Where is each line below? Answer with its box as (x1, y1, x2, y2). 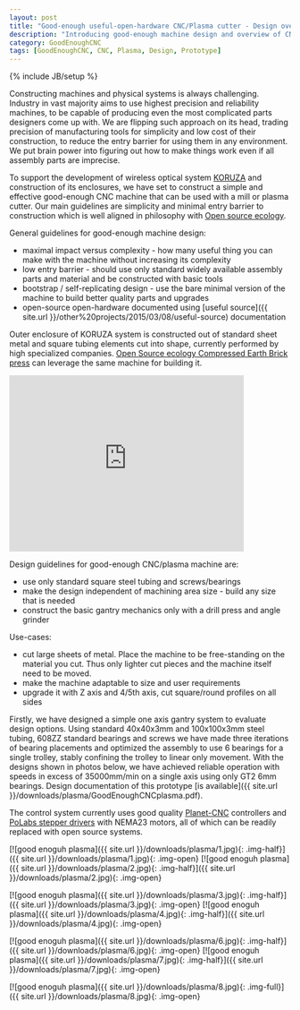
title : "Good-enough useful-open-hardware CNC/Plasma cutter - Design (9, 21, 278, 30)
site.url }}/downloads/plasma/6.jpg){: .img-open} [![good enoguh (21, 946, 260, 956)
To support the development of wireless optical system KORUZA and (9, 172, 262, 184)
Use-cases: (9, 632, 52, 643)
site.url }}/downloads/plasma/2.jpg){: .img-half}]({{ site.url (21, 863, 236, 874)
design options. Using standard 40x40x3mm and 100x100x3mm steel (9, 723, 265, 734)
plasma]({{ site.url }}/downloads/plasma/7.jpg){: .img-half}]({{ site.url (9, 954, 263, 965)
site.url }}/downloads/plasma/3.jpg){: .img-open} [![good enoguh (21, 899, 261, 910)
